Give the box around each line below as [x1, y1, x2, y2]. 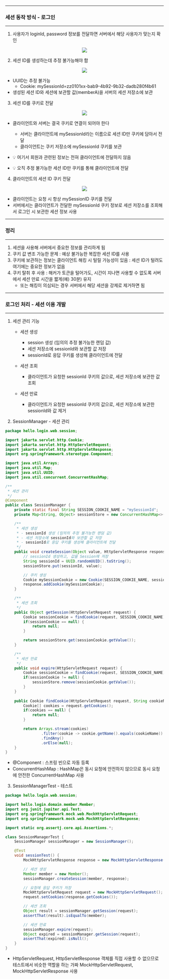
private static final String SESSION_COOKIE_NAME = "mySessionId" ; [14, 507, 158, 512]
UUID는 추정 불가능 [12, 78, 51, 84]
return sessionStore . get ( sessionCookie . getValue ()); [23, 638, 136, 643]
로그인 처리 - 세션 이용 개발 [5, 301, 66, 308]
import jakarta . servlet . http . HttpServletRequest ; [5, 442, 112, 447]
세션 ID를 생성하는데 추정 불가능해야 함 [12, 58, 89, 64]
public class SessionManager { [5, 503, 71, 508]
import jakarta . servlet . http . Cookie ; [5, 437, 84, 442]
